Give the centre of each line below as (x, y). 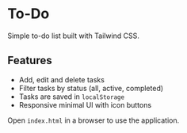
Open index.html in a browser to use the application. (93, 120)
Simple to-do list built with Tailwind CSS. (74, 36)
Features (30, 61)
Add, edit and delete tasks (61, 79)
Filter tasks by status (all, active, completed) (91, 88)
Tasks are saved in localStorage (71, 97)
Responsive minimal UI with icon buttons (85, 104)
